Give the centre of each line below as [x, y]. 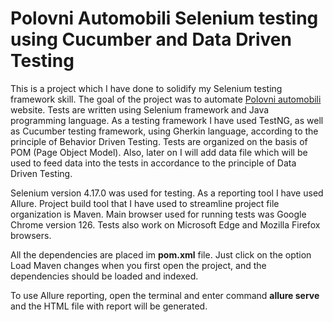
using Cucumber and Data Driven [151, 39]
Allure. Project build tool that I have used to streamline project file [145, 203]
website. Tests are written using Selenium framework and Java [140, 109]
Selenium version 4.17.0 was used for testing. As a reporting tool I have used [167, 193]
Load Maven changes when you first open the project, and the [138, 265]
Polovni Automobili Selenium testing [164, 18]
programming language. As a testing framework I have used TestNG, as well [167, 120]
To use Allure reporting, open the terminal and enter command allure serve [165, 295]
